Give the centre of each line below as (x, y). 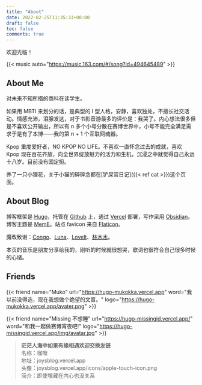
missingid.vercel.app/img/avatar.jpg (50, 333)
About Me (25, 83)
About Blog (28, 202)
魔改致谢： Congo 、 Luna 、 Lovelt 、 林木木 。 (60, 237)
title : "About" (25, 12)
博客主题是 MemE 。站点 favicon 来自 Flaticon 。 (65, 224)
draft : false (23, 23)
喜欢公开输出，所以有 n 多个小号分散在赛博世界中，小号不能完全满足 (101, 126)
